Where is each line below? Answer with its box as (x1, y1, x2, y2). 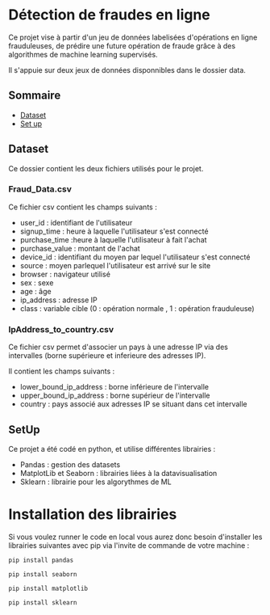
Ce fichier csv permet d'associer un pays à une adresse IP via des (8, 342, 228, 352)
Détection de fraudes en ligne (8, 6, 211, 24)
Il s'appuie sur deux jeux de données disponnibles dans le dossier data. (8, 65, 246, 74)
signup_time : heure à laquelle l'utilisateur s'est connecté (19, 226, 209, 236)
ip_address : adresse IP (19, 295, 98, 305)
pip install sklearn (8, 598, 78, 607)
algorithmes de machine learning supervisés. (8, 49, 159, 59)
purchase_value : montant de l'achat (19, 243, 141, 253)
